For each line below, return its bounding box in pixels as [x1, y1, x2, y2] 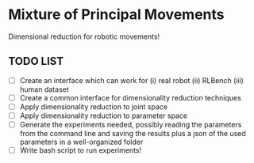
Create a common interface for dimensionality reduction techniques [19, 93, 242, 102]
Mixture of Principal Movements [8, 6, 225, 24]
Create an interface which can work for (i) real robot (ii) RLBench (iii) [19, 75, 244, 85]
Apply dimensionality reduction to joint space [19, 101, 168, 112]
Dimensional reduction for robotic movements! [8, 32, 160, 41]
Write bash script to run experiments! [19, 146, 142, 155]
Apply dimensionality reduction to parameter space [19, 111, 188, 120]
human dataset [19, 85, 69, 94]
